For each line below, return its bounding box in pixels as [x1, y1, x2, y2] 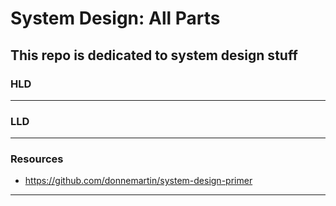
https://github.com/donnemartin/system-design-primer [24, 175, 253, 187]
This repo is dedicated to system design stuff [10, 47, 298, 64]
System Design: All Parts [10, 7, 221, 30]
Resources [10, 152, 64, 166]
